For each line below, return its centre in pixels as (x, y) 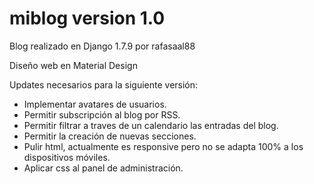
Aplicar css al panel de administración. (103, 168)
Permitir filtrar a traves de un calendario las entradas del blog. (151, 125)
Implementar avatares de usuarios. (95, 104)
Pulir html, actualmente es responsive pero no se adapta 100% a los (163, 146)
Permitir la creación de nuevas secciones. (110, 136)
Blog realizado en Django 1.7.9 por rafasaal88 (102, 46)
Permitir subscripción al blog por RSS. (102, 114)
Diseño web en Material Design (73, 65)
